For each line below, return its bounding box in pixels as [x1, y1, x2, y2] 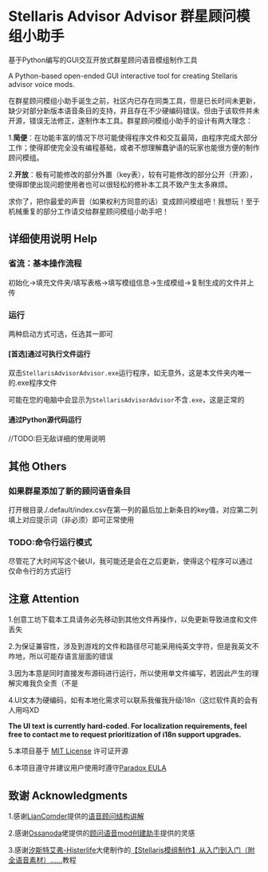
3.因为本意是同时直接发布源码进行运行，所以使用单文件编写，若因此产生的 [8, 669, 253, 678]
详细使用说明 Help [8, 232, 98, 245]
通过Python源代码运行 [8, 414, 82, 424]
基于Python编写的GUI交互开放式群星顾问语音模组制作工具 [8, 55, 198, 65]
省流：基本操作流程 [8, 258, 82, 269]
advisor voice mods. [8, 79, 75, 88]
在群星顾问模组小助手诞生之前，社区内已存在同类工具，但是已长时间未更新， [8, 96, 260, 105]
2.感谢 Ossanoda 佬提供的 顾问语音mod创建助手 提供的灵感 [8, 828, 195, 838]
